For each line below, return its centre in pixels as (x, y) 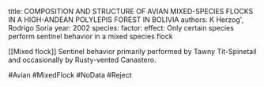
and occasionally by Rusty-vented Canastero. (82, 60)
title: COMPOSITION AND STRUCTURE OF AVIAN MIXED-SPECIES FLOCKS (131, 11)
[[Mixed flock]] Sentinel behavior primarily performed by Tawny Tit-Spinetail (132, 51)
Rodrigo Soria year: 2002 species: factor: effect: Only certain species (121, 28)
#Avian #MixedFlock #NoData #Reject (70, 75)
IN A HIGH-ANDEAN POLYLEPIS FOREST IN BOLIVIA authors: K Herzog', (126, 20)
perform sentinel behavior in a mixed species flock (91, 36)
